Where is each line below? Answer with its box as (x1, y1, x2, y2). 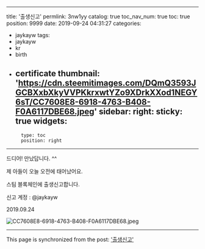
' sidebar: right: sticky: (94, 107, 183, 117)
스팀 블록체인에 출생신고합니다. (6, 180, 81, 188)
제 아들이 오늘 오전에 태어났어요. (6, 167, 84, 175)
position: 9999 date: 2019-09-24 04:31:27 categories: (6, 19, 142, 27)
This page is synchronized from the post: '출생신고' (6, 236, 134, 243)
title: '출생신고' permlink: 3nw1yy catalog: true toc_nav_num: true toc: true (6, 13, 190, 20)
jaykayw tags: (15, 32, 50, 38)
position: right (21, 138, 62, 144)
